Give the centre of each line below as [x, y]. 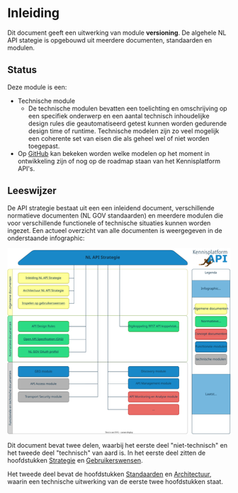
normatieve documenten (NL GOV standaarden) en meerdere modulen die [115, 215]
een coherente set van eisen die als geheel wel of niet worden [119, 138]
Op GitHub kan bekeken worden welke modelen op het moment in [114, 153]
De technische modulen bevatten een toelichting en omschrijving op [128, 108]
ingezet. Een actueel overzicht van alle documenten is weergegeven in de [115, 230]
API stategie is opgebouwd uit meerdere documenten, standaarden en [110, 40]
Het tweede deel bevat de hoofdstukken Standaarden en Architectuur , [109, 474]
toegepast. [44, 146]
